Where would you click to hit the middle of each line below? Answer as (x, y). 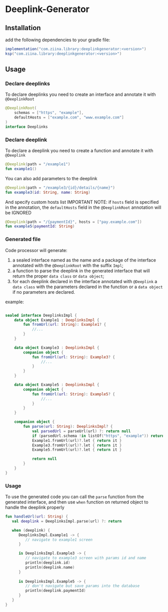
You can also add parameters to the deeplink (51, 178)
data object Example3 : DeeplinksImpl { (57, 347)
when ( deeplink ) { (31, 530)
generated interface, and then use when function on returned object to (77, 502)
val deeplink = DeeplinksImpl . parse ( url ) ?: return (67, 521)
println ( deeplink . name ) (50, 567)
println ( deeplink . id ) (48, 563)
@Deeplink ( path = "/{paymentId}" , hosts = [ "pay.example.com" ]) (73, 222)
